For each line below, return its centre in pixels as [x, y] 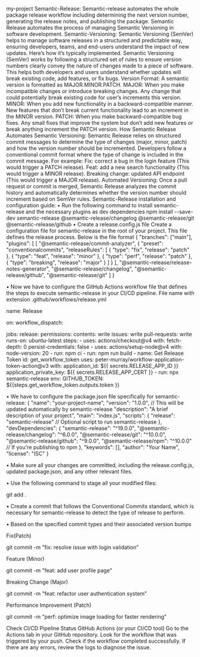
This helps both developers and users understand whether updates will [94, 72]
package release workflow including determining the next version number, [98, 15]
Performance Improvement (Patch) [49, 605]
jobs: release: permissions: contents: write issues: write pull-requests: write [99, 334]
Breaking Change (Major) [37, 582]
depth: [14, 347]
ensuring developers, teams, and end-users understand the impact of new [98, 47]
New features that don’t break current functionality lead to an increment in [98, 110]
